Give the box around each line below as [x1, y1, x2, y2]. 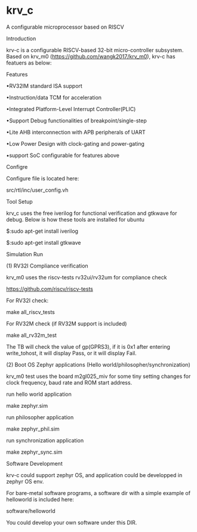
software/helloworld [6, 507, 56, 514]
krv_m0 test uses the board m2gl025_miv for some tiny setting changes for [6, 373, 191, 380]
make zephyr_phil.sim [6, 425, 60, 432]
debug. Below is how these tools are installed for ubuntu [6, 216, 145, 223]
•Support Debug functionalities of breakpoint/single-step [6, 117, 147, 124]
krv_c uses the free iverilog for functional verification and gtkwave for [6, 210, 177, 217]
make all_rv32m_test [6, 331, 57, 339]
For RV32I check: [6, 297, 49, 304]
